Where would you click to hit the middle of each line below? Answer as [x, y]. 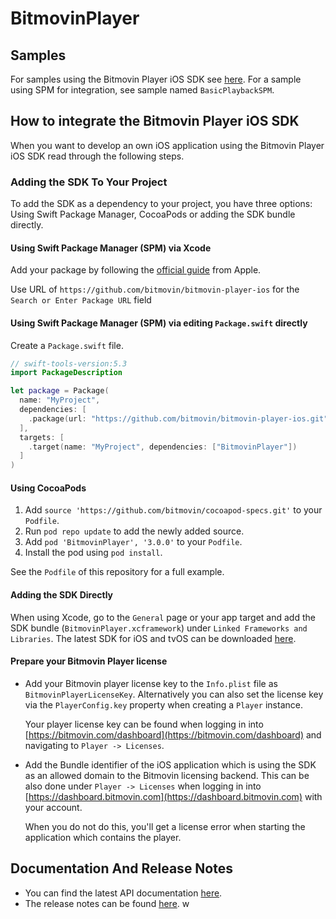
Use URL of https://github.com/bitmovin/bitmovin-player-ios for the [155, 289]
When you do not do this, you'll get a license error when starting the [165, 826]
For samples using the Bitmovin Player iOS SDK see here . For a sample [156, 79]
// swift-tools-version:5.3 [69, 363]
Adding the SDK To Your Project [89, 182]
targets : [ [42, 437]
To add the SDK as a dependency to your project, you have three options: [161, 204]
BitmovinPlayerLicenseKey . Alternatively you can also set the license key [174, 694]
